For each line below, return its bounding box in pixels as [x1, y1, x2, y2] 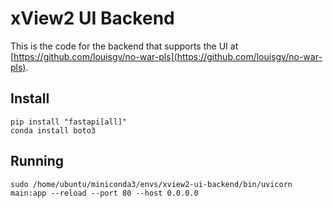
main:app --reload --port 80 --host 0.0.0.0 [10, 188, 199, 198]
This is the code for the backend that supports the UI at [10, 40, 239, 52]
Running [10, 153, 65, 170]
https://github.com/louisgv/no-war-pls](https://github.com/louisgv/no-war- [13, 50, 323, 62]
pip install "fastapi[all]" [10, 117, 128, 127]
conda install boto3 [10, 125, 97, 136]
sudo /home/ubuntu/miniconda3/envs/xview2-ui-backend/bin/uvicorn [10, 179, 293, 189]
